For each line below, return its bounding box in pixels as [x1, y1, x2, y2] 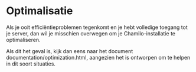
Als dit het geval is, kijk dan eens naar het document [6, 47, 133, 54]
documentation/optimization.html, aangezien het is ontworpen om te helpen [6, 54, 191, 61]
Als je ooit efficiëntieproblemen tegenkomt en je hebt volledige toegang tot [6, 24, 188, 31]
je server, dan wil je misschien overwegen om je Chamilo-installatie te [6, 30, 176, 37]
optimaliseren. [6, 36, 41, 43]
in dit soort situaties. [6, 60, 56, 67]
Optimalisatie [6, 4, 73, 18]
